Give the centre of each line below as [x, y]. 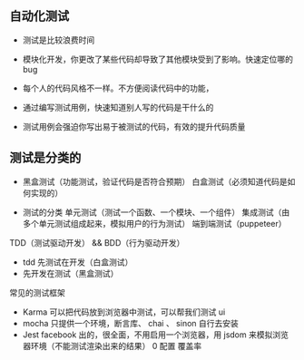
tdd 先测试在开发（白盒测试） [78, 262]
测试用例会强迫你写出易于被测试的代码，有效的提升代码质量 [134, 126]
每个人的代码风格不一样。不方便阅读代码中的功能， [118, 88]
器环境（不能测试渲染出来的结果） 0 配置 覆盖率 [112, 345]
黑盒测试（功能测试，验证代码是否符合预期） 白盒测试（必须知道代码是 [155, 181]
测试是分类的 [45, 158]
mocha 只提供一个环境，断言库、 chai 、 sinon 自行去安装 [130, 323]
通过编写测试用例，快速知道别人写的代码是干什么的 [118, 107]
